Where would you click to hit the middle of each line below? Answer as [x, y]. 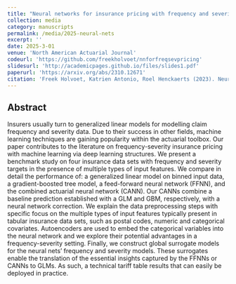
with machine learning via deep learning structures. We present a [102, 154]
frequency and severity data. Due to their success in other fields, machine [114, 132]
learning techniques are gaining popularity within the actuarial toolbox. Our [116, 139]
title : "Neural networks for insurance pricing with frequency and [108, 14]
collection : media [34, 20]
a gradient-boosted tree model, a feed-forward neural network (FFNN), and [117, 184]
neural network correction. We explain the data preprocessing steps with [113, 206]
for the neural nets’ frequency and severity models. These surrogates [108, 251]
